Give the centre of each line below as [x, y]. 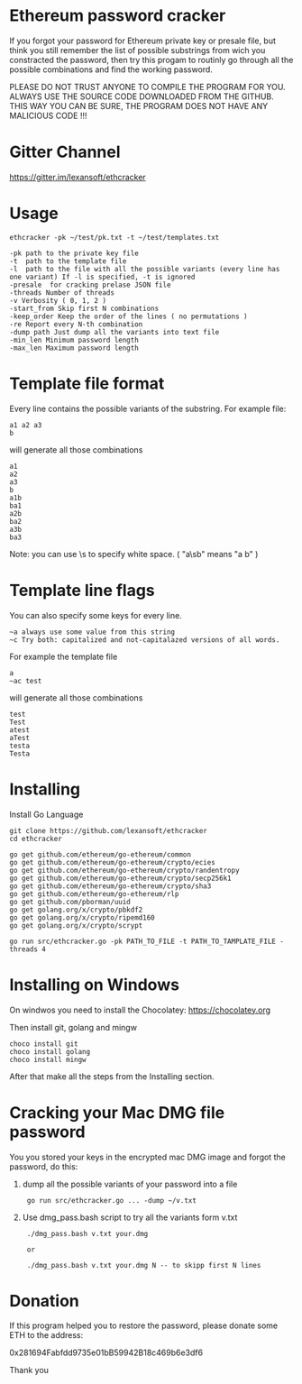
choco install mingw [48, 1059]
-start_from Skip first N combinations [84, 308]
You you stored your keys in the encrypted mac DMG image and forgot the [147, 1157]
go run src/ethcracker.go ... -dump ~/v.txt [111, 1200]
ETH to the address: [46, 1335]
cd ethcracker [36, 839]
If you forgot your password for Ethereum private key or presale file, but [143, 41]
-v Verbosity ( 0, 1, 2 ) [58, 300]
